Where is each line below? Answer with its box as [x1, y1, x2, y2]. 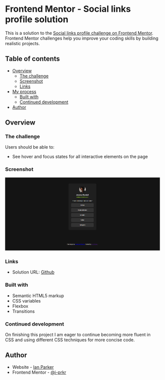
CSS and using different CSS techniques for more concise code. [5, 337, 135, 343]
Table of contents [5, 55, 60, 63]
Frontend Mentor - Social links [5, 3, 131, 15]
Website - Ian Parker [12, 364, 54, 370]
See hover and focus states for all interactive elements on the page [12, 153, 148, 160]
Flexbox [12, 303, 28, 309]
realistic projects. [5, 40, 40, 46]
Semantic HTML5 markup [12, 293, 64, 299]
